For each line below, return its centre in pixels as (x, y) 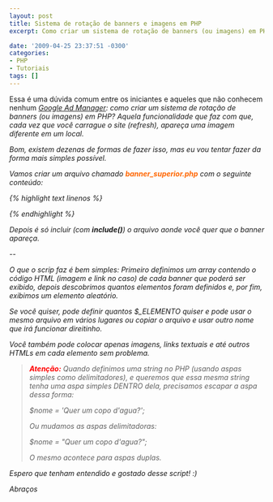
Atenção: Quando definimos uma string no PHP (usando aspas (135, 368)
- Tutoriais (29, 69)
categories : (29, 54)
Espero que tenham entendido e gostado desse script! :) (103, 473)
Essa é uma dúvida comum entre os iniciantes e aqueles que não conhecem (136, 99)
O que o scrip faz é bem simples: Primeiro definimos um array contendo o (133, 270)
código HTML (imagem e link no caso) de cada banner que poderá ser (128, 278)
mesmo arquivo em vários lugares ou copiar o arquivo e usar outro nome (132, 320)
